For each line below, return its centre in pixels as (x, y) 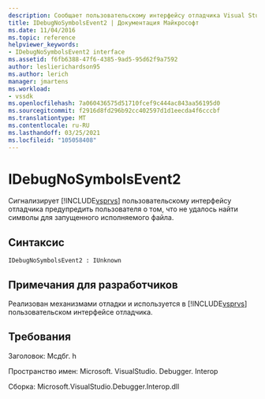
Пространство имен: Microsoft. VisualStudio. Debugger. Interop (113, 371)
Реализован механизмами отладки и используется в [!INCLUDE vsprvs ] (128, 304)
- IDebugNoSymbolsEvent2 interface (67, 52)
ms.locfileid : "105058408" (52, 140)
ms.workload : (30, 89)
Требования (39, 337)
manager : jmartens (38, 81)
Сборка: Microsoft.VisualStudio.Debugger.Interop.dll (94, 386)
